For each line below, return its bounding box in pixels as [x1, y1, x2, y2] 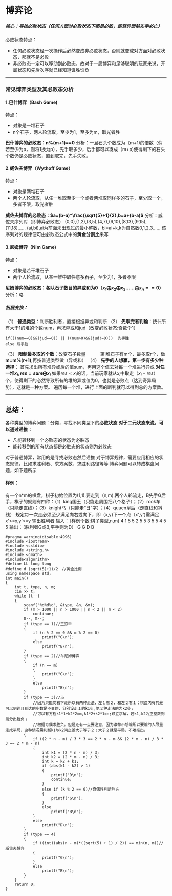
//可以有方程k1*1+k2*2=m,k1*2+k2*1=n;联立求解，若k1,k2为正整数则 [32, 711, 165, 717]
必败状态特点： [5, 37, 37, 43]
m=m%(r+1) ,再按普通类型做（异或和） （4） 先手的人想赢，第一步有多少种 [5, 357, 164, 364]
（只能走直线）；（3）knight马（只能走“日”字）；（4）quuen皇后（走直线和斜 [5, 505, 163, 511]
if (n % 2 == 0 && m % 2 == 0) [32, 630, 100, 635]
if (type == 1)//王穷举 [24, 622, 72, 627]
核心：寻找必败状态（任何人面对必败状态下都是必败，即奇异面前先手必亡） [5, 23, 162, 29]
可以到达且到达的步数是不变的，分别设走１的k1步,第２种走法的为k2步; [5, 706, 134, 711]
